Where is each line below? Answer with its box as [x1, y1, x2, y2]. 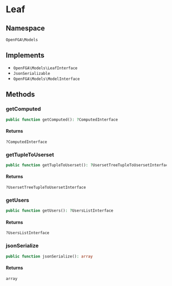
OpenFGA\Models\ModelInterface [13, 76, 80, 81]
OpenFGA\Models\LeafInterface [13, 65, 78, 71]
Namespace [6, 24, 45, 33]
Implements [6, 51, 45, 60]
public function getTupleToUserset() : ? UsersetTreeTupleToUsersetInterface [6, 162, 170, 167]
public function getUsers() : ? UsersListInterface [6, 208, 114, 213]
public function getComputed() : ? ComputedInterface [6, 117, 118, 122]
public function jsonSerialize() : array [6, 253, 93, 259]
